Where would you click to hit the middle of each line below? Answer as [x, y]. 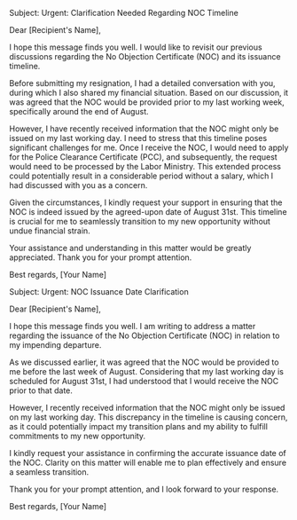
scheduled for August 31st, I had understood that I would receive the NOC [144, 381]
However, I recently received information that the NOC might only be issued [147, 408]
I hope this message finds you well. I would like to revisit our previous [136, 47]
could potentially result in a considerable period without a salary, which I [141, 176]
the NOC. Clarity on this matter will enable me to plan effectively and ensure [148, 462]
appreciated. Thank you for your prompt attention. [101, 257]
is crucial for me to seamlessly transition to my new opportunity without [140, 221]
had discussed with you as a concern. [78, 185]
